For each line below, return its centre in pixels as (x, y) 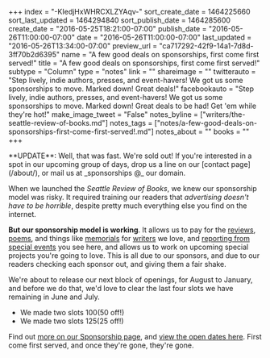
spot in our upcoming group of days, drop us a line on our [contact (119, 164)
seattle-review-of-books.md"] (58, 123)
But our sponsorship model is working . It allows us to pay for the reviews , (132, 230)
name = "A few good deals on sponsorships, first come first (160, 54)
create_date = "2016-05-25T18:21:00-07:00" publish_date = (108, 29)
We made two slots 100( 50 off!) (72, 312)
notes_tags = (131, 123)
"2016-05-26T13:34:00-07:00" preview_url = (83, 46)
